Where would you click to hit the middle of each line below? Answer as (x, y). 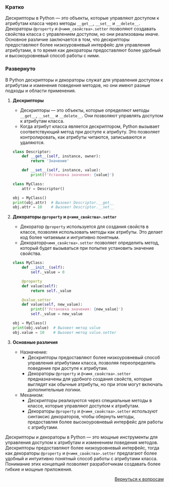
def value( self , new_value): (52, 304)
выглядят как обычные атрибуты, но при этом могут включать (95, 384)
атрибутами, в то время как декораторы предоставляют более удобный (83, 50)
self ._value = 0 (48, 272)
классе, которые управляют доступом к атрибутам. (83, 406)
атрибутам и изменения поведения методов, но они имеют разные (78, 85)
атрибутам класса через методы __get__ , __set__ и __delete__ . (73, 23)
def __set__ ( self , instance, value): (61, 170)
